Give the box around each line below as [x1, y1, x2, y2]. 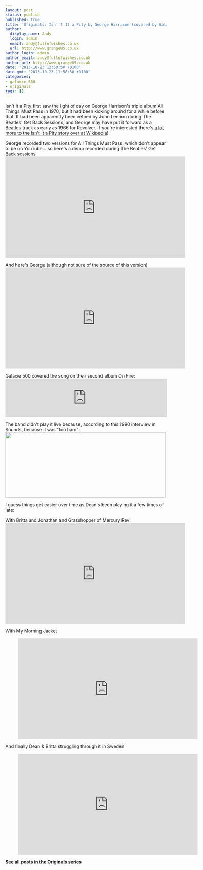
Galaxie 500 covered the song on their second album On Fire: [5, 372, 135, 379]
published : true [5, 17, 40, 22]
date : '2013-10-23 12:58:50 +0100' [5, 65, 82, 70]
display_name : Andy [10, 31, 52, 36]
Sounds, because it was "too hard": [5, 426, 80, 432]
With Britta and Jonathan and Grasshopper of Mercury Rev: [5, 517, 131, 523]
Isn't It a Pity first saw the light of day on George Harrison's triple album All [5, 103, 164, 109]
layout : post [5, 7, 33, 13]
